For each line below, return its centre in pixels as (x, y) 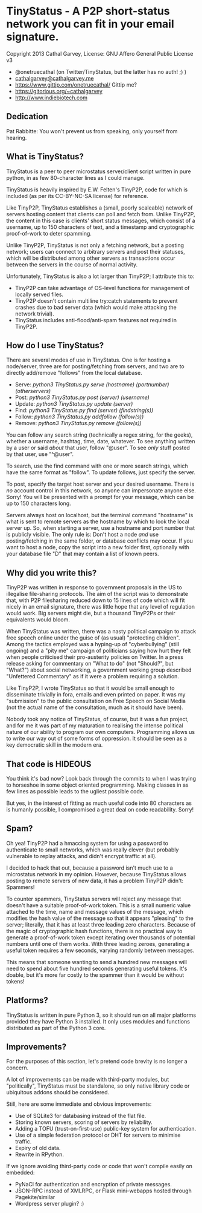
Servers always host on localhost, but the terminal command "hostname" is (100, 515)
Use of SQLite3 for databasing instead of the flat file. (80, 1116)
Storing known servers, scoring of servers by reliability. (84, 1122)
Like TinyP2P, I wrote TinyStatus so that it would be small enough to (90, 688)
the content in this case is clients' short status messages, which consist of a (101, 220)
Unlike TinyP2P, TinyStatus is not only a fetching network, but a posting (95, 245)
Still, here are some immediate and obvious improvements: (79, 1104)
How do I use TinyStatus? (55, 345)
